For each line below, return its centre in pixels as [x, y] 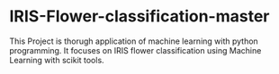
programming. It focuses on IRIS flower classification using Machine [135, 50]
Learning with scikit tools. [57, 60]
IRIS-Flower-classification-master [139, 16]
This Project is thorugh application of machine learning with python [134, 41]
